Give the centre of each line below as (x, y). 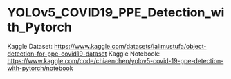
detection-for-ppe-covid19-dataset (57, 54)
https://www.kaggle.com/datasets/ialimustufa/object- (130, 46)
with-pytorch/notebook (40, 68)
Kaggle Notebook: (134, 54)
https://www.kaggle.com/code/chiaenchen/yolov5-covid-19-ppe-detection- (115, 60)
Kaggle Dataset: (30, 46)
